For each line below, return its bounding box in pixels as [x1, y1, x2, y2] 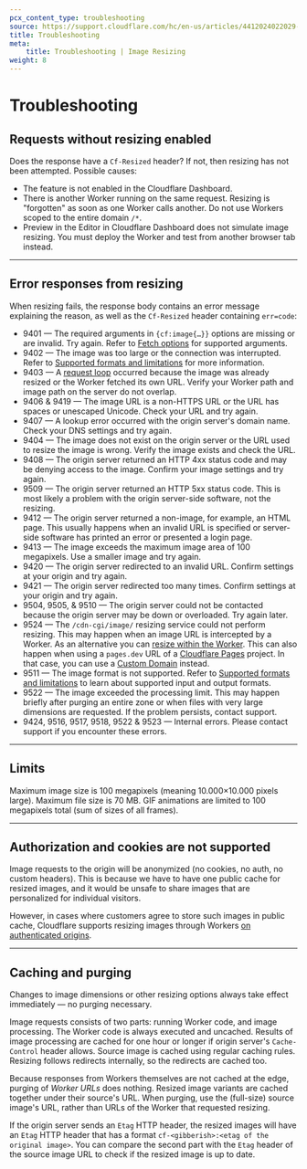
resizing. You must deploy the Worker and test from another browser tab [22, 232, 296, 242]
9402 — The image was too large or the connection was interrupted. [22, 347, 281, 358]
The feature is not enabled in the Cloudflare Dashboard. [22, 184, 233, 194]
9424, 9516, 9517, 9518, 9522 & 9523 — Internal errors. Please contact [22, 716, 289, 727]
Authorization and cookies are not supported [9, 839, 271, 855]
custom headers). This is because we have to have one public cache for [9, 873, 281, 884]
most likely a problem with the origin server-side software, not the [22, 492, 271, 503]
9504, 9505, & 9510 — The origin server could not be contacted [22, 599, 263, 610]
